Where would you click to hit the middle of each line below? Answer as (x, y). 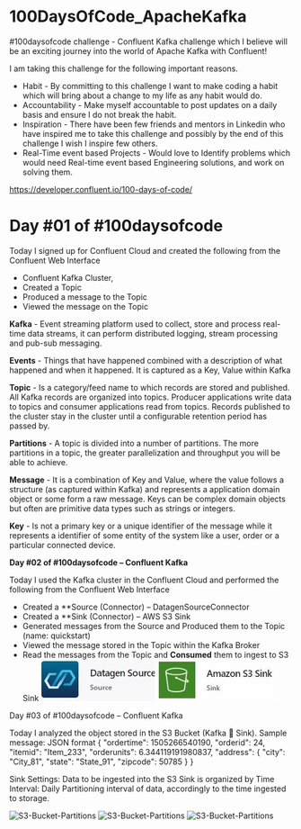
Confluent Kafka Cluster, (68, 277)
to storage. (29, 797)
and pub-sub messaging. (56, 343)
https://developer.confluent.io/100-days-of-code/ (101, 189)
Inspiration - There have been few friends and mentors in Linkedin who (154, 124)
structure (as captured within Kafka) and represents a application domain (145, 489)
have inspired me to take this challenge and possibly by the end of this (153, 133)
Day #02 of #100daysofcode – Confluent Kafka (99, 562)
